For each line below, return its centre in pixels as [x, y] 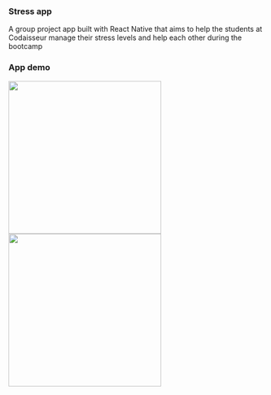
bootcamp [26, 46]
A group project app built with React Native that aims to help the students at [135, 29]
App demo [29, 68]
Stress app [31, 11]
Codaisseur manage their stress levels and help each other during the [125, 37]
